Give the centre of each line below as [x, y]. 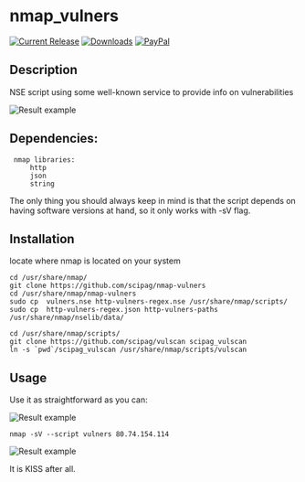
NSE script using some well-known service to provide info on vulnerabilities [152, 91]
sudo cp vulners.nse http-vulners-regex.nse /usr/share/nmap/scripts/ [148, 302]
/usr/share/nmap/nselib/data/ [67, 318]
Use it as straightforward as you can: [79, 400]
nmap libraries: [44, 160]
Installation [42, 239]
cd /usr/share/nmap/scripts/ [65, 334]
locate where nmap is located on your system [95, 261]
